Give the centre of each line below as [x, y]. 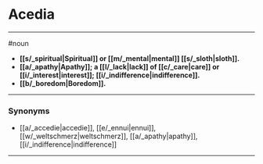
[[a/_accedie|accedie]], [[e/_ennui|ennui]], [88, 128]
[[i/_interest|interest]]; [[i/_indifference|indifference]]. [110, 75]
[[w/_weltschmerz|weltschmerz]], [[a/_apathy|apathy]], [108, 136]
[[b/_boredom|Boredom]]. [63, 83]
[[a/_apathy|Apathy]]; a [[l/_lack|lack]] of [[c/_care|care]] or [119, 66]
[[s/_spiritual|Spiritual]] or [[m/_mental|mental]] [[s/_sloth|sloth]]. [130, 58]
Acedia [31, 14]
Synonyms [29, 111]
